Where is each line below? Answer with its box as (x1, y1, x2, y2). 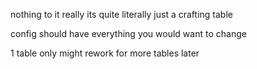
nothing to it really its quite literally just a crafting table (10, 9, 233, 20)
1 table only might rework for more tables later (10, 47, 200, 59)
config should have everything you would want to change (10, 28, 247, 39)
